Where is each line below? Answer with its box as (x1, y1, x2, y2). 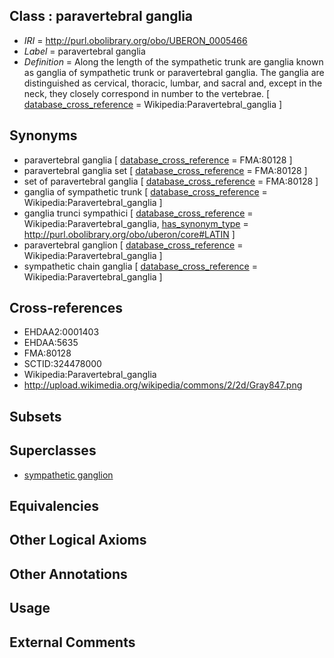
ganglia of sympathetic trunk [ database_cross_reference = (23, 185, 268, 198)
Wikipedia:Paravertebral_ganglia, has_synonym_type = (23, 217, 249, 229)
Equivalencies (9, 498, 99, 515)
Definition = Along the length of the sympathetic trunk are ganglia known (23, 55, 324, 68)
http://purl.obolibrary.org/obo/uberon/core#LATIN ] (23, 228, 236, 240)
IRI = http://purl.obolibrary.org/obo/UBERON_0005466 (23, 34, 248, 46)
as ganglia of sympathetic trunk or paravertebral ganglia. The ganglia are (23, 66, 325, 78)
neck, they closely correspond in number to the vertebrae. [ (23, 87, 271, 99)
